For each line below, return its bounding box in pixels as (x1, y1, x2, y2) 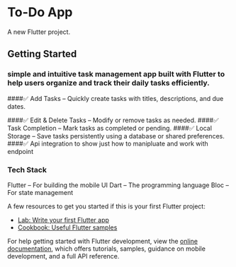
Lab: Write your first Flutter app (17, 215, 110, 224)
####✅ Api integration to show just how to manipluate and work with (7, 139, 209, 148)
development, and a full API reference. (7, 251, 120, 260)
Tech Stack (7, 165, 47, 174)
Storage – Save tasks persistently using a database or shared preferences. (7, 131, 225, 140)
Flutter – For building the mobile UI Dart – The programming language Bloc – (7, 181, 229, 189)
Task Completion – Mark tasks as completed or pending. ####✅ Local (7, 124, 213, 132)
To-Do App (7, 4, 73, 20)
